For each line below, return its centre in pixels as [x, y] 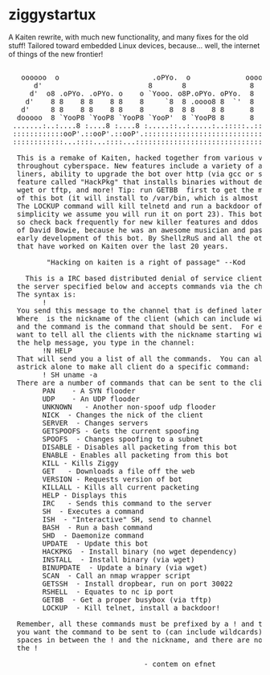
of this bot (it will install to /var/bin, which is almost [137, 198]
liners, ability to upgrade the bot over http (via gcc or [135, 174]
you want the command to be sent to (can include [117, 632]
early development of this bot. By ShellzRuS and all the [133, 238]
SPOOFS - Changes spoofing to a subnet [123, 439]
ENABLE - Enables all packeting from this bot [135, 455]
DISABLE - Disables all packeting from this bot [140, 447]
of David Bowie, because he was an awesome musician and [131, 230]
